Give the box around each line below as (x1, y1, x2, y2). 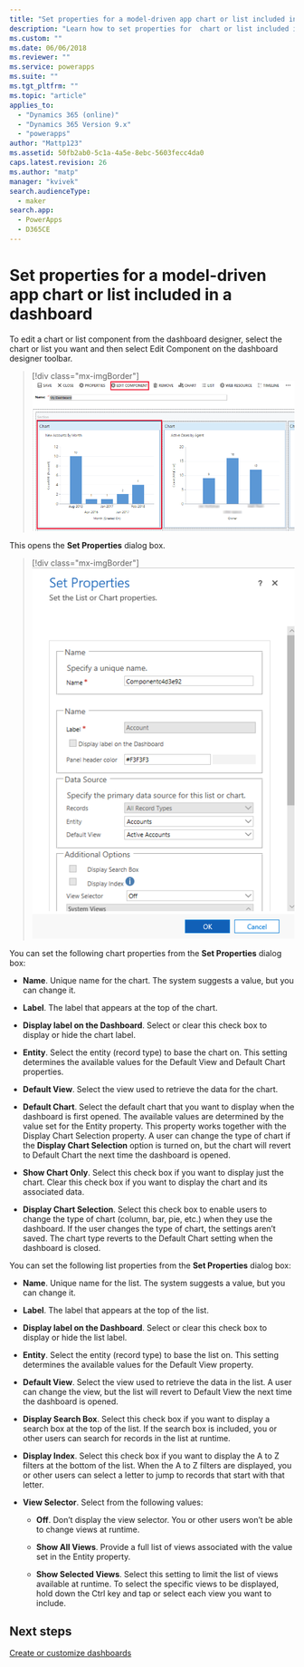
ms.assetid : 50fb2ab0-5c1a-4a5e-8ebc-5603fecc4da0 (9, 149, 204, 158)
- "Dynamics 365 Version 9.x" (17, 120, 131, 129)
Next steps (9, 1623, 72, 1639)
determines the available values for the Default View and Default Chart (22, 1056, 286, 1067)
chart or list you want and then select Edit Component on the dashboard (9, 343, 279, 354)
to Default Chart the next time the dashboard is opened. (22, 1149, 231, 1160)
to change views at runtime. (35, 1524, 140, 1535)
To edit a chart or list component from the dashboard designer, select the (9, 334, 282, 344)
